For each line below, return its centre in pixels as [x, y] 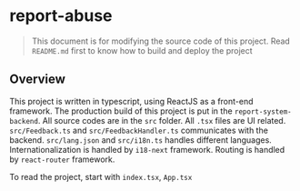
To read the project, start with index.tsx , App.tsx [101, 176]
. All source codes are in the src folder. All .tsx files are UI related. [162, 120]
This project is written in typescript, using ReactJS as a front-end [131, 101]
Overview [38, 80]
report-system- [264, 111]
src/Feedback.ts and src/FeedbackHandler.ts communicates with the [139, 130]
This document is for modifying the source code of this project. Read [161, 41]
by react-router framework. [62, 159]
